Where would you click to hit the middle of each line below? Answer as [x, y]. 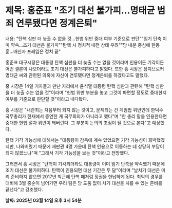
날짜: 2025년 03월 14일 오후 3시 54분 [44, 200]
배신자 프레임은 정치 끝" [37, 51]
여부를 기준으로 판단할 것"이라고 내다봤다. [47, 99]
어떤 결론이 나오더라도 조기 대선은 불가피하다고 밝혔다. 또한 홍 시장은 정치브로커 [85, 69]
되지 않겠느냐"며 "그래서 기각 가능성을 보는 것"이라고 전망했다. [68, 153]
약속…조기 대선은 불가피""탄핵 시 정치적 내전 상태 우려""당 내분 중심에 [80, 45]
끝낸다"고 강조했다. [24, 189]
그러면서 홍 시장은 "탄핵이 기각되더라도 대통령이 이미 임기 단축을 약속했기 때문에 [85, 164]
